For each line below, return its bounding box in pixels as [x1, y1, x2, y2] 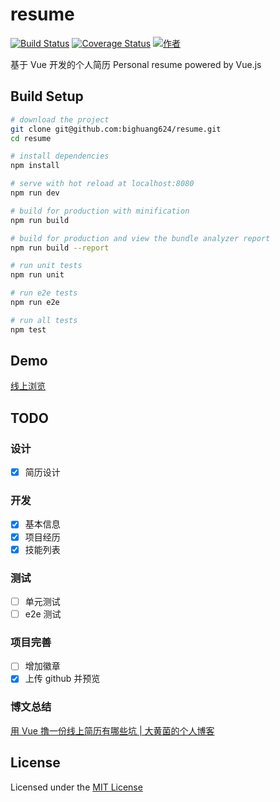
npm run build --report [10, 243, 110, 253]
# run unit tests [10, 261, 83, 271]
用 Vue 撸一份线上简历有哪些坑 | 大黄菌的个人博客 [10, 724, 215, 737]
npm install [10, 161, 60, 171]
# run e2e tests [10, 288, 78, 298]
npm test [10, 324, 47, 335]
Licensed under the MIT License [10, 781, 143, 793]
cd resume [10, 133, 52, 143]
